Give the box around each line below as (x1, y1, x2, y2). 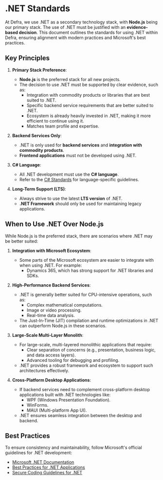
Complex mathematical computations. (26, 302, 103, 308)
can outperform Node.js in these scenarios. (19, 323, 107, 329)
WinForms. (26, 402, 49, 408)
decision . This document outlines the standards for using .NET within (18, 29, 158, 35)
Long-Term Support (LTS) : (12, 186, 67, 192)
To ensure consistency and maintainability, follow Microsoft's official (5, 445, 142, 451)
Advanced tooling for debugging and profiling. (26, 357, 120, 363)
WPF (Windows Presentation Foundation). (26, 397, 111, 403)
